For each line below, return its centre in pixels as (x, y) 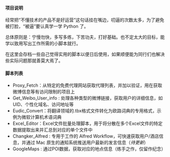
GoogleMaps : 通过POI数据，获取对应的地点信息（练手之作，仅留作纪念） (89, 149)
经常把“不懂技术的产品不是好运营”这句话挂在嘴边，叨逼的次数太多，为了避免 (85, 20)
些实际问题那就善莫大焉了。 (34, 60)
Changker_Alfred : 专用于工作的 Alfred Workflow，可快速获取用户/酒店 (86, 136)
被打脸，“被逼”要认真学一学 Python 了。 (47, 26)
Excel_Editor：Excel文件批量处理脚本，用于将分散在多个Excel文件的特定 (88, 123)
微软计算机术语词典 (41, 117)
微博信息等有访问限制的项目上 (44, 92)
